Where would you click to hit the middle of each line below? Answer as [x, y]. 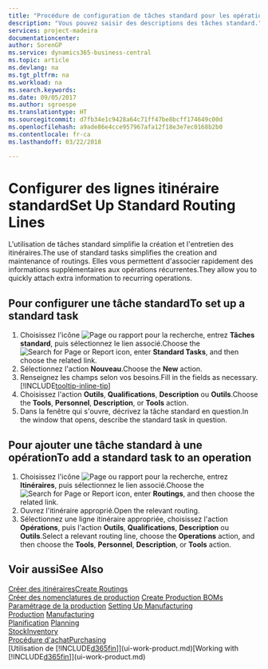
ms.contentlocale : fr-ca [49, 134]
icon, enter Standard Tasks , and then [177, 352]
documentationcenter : [44, 38]
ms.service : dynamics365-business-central [80, 53]
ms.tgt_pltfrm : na [39, 75]
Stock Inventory [33, 631]
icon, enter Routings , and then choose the [185, 494]
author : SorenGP [35, 46]
